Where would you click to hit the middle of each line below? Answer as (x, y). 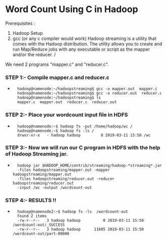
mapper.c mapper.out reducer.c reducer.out (67, 102)
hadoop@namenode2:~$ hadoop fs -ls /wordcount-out (73, 212)
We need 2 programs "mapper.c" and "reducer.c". (57, 64)
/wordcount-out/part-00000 (41, 234)
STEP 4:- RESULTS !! (31, 200)
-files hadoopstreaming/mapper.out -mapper (64, 170)
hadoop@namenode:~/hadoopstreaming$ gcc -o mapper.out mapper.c (87, 89)
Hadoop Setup (27, 33)
